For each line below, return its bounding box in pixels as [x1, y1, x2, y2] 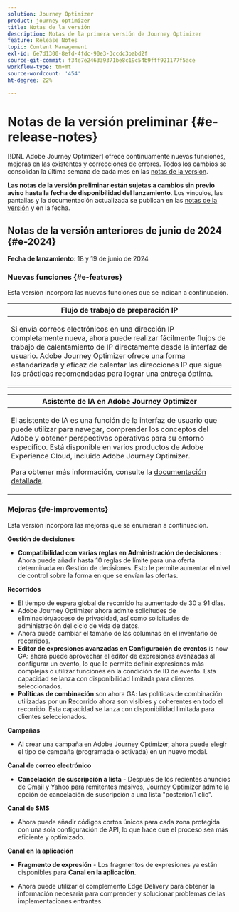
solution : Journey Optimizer [7, 10, 94, 18]
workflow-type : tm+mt [7, 63, 72, 70]
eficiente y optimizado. [17, 832, 85, 841]
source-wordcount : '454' [7, 70, 81, 77]
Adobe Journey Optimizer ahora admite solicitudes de [17, 606, 176, 614]
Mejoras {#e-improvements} [7, 505, 109, 515]
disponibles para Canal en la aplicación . [17, 868, 137, 876]
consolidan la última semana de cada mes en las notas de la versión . [7, 167, 208, 176]
